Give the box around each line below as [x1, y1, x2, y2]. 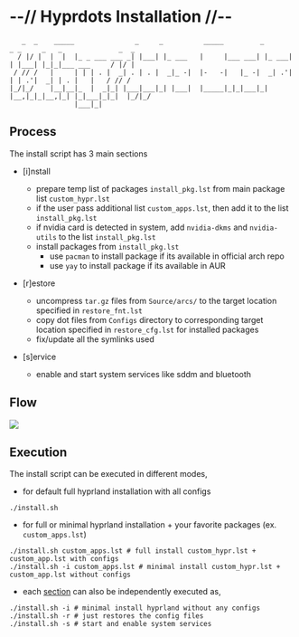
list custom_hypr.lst [35, 193, 110, 204]
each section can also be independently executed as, [22, 586, 221, 597]
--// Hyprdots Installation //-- [9, 6, 233, 27]
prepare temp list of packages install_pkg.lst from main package [35, 183, 285, 194]
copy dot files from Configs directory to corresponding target [35, 314, 264, 325]
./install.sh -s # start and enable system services [9, 620, 212, 629]
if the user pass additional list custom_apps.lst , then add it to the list [35, 202, 289, 214]
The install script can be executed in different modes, [9, 469, 208, 480]
